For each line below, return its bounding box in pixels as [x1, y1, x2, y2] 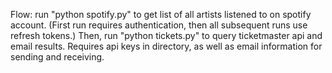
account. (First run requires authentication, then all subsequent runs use [10, 19, 308, 31]
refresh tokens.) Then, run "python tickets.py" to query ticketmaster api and [10, 30, 323, 41]
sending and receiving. [10, 51, 105, 63]
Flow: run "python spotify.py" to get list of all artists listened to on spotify [10, 9, 312, 20]
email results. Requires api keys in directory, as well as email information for [10, 40, 323, 52]
